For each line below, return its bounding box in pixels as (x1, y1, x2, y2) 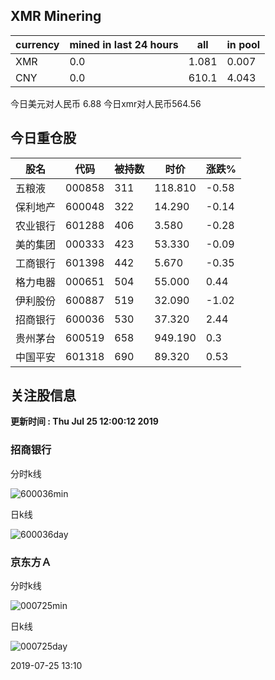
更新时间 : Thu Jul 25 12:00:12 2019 (10, 415, 159, 428)
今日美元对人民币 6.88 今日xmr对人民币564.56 (10, 97, 202, 109)
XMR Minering (10, 8, 102, 25)
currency (15, 37, 60, 51)
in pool (226, 37, 261, 51)
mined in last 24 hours (69, 37, 179, 51)
